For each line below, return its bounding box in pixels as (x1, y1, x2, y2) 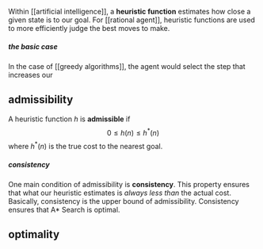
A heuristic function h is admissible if (8, 114, 131, 124)
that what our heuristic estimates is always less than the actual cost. (8, 188, 232, 197)
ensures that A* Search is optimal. (8, 205, 120, 215)
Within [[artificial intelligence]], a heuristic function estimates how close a (8, 7, 251, 16)
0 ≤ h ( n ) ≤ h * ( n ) (106, 126, 160, 137)
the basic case (8, 41, 58, 51)
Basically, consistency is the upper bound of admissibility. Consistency (8, 197, 239, 206)
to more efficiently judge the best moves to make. (8, 24, 170, 33)
